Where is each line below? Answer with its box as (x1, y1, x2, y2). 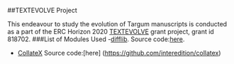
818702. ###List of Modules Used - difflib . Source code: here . (7, 35, 185, 43)
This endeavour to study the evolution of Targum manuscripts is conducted (7, 20, 228, 28)
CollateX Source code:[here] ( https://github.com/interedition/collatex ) (17, 49, 221, 57)
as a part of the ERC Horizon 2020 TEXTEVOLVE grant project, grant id (7, 28, 214, 36)
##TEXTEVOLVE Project (7, 6, 78, 14)
